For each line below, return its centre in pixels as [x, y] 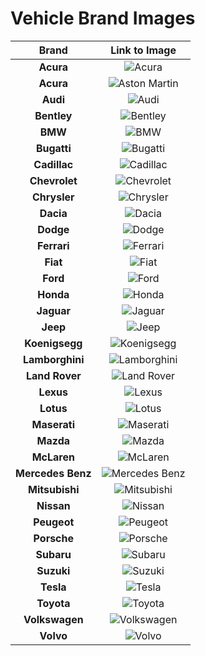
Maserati [53, 424]
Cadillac [53, 164]
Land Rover [53, 375]
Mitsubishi [54, 489]
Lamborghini [53, 359]
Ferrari [53, 245]
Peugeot [54, 522]
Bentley [53, 115]
